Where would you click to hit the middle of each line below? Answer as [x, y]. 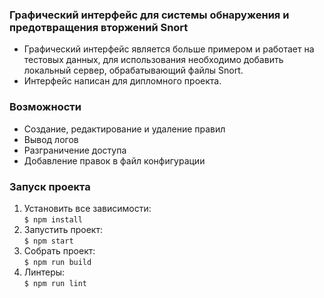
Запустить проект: [63, 229]
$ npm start [48, 241]
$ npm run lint [55, 283]
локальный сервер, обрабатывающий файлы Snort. [133, 70]
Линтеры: [44, 272]
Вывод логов [51, 139]
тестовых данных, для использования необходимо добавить [153, 60]
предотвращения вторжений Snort [99, 27]
